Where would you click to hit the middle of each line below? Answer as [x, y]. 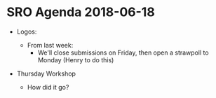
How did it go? [48, 87]
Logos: [27, 31]
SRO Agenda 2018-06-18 [81, 12]
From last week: [50, 45]
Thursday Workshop [46, 73]
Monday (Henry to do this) [76, 59]
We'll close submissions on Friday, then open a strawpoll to [123, 52]
